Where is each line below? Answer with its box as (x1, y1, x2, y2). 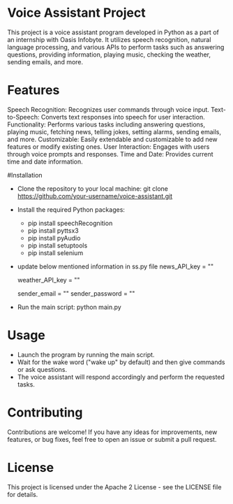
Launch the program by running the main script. (17, 350, 155, 359)
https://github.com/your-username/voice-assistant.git (17, 192, 173, 200)
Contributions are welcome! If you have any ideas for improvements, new (7, 428, 218, 436)
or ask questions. (17, 365, 68, 373)
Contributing (7, 405, 83, 420)
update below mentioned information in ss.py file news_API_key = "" (17, 262, 214, 271)
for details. (7, 490, 38, 498)
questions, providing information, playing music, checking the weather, (7, 50, 211, 59)
